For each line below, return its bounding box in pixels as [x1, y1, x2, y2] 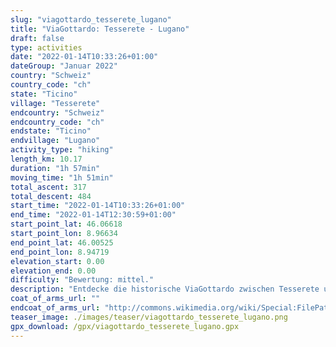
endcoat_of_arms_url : [10, 303, 101, 313]
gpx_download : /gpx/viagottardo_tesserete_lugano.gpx [10, 321, 240, 331]
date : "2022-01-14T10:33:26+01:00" [10, 52, 159, 62]
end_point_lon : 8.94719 [10, 247, 110, 257]
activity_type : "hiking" [10, 145, 114, 155]
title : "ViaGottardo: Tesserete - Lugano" [10, 24, 190, 34]
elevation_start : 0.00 [10, 256, 105, 266]
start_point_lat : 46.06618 [10, 219, 123, 230]
